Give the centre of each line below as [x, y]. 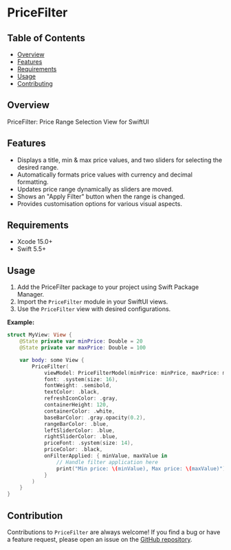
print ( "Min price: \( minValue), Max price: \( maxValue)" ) [141, 468]
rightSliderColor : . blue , [81, 437]
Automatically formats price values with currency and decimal [104, 174]
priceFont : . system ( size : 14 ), [89, 443]
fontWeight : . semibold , [78, 386]
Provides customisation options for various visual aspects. [99, 203]
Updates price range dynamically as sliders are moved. [95, 189]
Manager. [31, 295]
